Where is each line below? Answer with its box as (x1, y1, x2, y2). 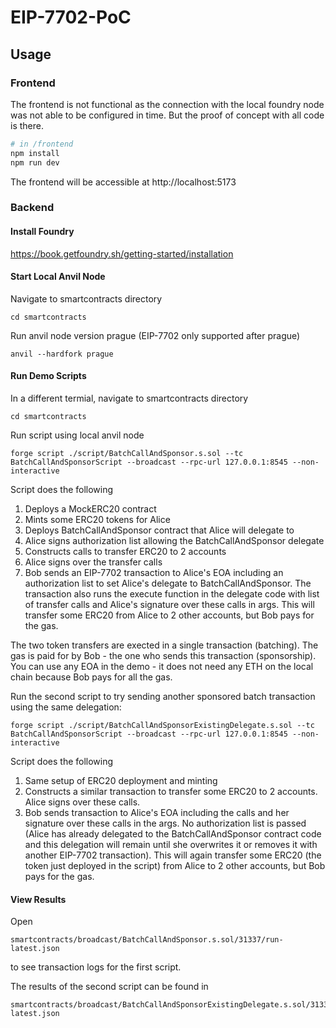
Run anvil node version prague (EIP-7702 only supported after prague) (10, 329, 301, 341)
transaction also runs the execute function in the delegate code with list (24, 588, 320, 600)
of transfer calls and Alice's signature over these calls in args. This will (24, 599, 315, 611)
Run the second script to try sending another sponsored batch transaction (10, 691, 316, 703)
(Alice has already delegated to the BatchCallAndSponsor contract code (24, 828, 322, 840)
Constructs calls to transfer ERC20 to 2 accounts (24, 546, 227, 558)
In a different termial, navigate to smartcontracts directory (10, 392, 249, 405)
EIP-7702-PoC (10, 6, 132, 29)
